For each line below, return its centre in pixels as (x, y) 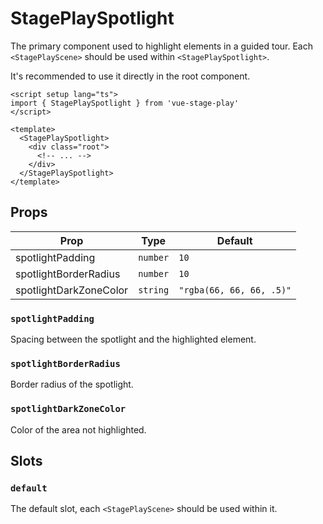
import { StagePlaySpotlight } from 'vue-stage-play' (125, 103)
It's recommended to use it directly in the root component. (130, 76)
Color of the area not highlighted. (78, 429)
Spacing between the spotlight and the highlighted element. (133, 339)
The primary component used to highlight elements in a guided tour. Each (161, 46)
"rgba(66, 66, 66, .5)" (235, 290)
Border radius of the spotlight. (72, 384)
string (154, 290)
